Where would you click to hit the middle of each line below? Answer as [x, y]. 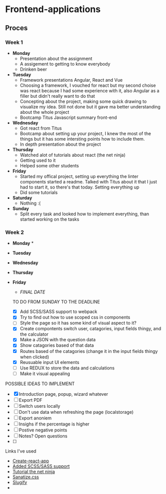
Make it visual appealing [45, 374]
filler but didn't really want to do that [57, 96]
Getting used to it [38, 160]
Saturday [22, 198]
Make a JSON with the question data [58, 340]
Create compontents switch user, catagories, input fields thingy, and [91, 329]
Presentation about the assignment [56, 58]
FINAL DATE [33, 292]
